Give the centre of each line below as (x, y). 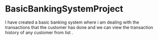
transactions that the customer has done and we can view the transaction (79, 27)
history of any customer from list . (39, 32)
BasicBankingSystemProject (64, 9)
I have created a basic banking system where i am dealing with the (72, 22)
